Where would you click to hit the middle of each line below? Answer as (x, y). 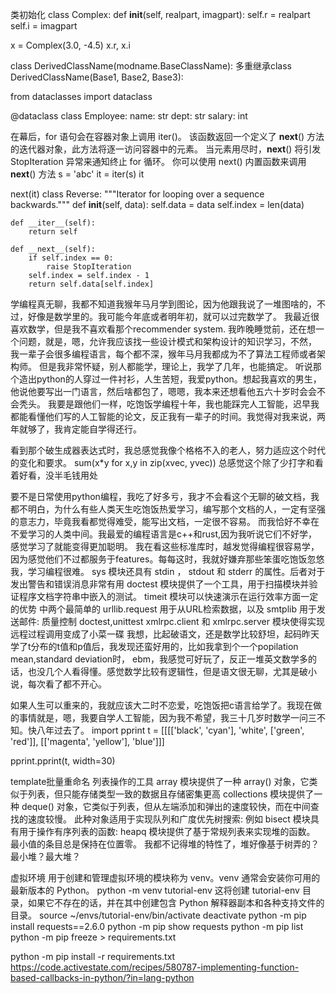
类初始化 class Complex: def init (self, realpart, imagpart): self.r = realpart (160, 14)
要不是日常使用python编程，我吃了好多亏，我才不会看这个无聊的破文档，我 (165, 496)
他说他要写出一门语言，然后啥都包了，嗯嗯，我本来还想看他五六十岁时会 (159, 391)
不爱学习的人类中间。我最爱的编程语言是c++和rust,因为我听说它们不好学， (164, 534)
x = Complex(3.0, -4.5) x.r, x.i (70, 45)
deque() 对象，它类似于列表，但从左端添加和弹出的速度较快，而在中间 (166, 806)
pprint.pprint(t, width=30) (63, 761)
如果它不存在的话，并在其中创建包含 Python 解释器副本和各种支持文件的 (176, 902)
